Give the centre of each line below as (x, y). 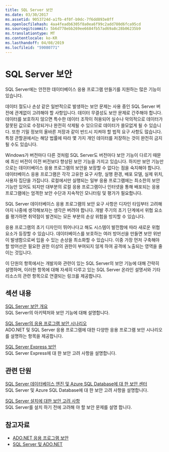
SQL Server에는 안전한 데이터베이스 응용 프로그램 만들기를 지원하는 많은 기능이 (83, 89)
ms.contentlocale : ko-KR (31, 38)
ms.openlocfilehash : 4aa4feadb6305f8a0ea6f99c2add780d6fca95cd (73, 24)
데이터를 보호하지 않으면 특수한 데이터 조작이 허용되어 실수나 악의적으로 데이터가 (84, 119)
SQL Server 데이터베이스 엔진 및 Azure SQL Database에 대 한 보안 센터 (76, 384)
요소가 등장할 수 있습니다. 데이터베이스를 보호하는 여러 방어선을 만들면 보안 (79, 233)
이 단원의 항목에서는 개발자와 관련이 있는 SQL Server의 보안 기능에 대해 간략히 (82, 263)
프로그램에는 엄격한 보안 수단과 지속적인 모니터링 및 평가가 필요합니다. (74, 193)
